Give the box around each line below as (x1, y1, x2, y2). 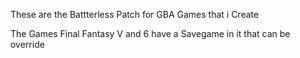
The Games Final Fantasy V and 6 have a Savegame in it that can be (10, 28, 291, 39)
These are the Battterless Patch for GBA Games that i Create (10, 9, 260, 20)
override (10, 39, 45, 50)
